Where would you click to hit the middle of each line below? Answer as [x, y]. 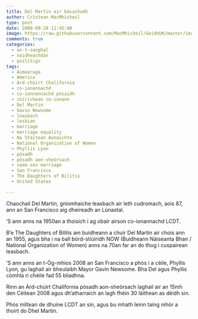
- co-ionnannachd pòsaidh [43, 94]
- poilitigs [26, 61]
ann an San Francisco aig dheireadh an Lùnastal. [65, 209]
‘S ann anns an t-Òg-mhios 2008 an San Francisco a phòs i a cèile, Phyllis [96, 262]
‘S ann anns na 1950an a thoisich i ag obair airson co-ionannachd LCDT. [93, 221]
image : [14, 34]
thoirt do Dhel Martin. [32, 311]
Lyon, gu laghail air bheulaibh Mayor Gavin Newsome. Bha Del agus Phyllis [97, 269]
